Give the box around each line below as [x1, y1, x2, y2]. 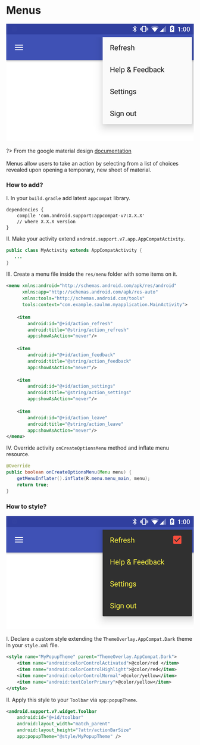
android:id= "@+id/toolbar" [17, 715, 84, 721]
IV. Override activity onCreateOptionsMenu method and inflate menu [6, 444, 170, 451]
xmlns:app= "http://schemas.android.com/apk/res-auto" [21, 289, 159, 295]
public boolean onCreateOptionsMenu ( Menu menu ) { [6, 469, 132, 475]
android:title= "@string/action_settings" [27, 389, 132, 396]
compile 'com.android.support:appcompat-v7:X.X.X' [17, 213, 145, 219]
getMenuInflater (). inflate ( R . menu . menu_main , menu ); [17, 476, 151, 482]
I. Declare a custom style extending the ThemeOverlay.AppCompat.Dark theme [6, 635, 192, 643]
